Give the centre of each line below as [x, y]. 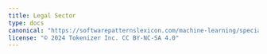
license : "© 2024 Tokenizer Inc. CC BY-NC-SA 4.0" [94, 38]
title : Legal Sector [43, 15]
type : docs [26, 23]
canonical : [26, 30]
